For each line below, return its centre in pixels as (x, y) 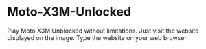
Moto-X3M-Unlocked (69, 12)
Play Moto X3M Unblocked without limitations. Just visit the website (103, 31)
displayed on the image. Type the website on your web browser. (98, 37)
